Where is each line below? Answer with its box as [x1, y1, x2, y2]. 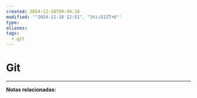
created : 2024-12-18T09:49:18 [6, 8, 80, 15]
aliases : [6, 25, 28, 31]
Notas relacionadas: [6, 86, 57, 93]
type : [6, 19, 19, 25]
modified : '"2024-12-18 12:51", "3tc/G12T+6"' [6, 14, 122, 20]
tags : [6, 31, 19, 36]
